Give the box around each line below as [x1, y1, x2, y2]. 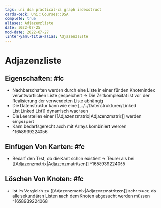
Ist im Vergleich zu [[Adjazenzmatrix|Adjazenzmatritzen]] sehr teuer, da [12, 188, 156, 193]
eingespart [12, 118, 34, 124]
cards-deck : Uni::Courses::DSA [5, 12, 69, 17]
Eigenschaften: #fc [5, 74, 64, 83]
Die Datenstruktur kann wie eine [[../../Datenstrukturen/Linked [12, 103, 137, 108]
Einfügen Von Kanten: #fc [5, 143, 85, 151]
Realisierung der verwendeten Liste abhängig [12, 98, 103, 104]
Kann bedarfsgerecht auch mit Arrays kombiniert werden [12, 123, 127, 129]
